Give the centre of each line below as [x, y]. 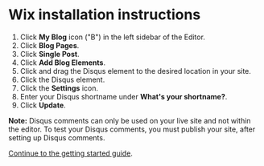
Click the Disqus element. [62, 79]
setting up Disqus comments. [57, 137]
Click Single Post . [49, 54]
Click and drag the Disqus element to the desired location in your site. [136, 71]
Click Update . [43, 105]
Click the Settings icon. [59, 88]
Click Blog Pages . [49, 45]
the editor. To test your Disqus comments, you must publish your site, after [132, 129]
